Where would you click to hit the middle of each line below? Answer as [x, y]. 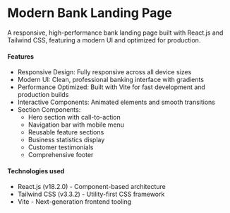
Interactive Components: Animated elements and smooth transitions [116, 102]
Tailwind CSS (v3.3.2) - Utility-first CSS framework [91, 194]
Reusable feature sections [66, 132]
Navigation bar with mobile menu [76, 125]
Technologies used [36, 171]
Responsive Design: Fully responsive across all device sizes [104, 72]
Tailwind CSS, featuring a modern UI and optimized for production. [104, 40]
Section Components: [49, 110]
